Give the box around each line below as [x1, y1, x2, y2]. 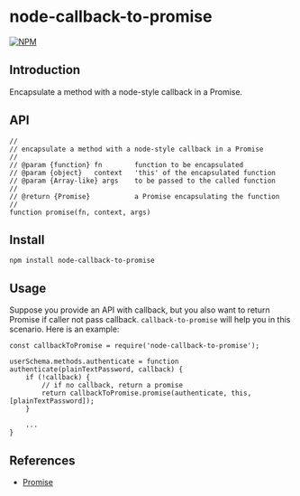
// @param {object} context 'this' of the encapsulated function [9, 168, 277, 177]
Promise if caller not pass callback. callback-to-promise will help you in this [9, 314, 291, 325]
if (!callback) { [25, 373, 91, 382]
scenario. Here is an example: [9, 323, 120, 335]
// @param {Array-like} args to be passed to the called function [9, 176, 277, 185]
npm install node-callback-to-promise [9, 256, 155, 266]
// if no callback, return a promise [41, 381, 183, 390]
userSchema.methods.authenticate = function [9, 357, 179, 367]
